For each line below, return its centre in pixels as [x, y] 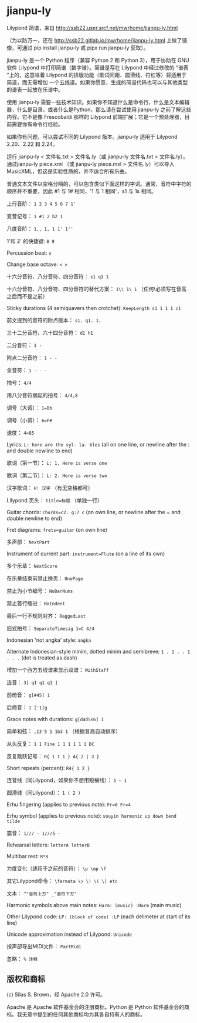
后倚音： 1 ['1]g [27, 707]
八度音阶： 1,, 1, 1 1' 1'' [40, 228]
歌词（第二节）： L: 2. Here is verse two [57, 475]
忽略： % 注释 [22, 959]
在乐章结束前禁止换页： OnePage [45, 578]
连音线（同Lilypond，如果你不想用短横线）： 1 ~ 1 [67, 780]
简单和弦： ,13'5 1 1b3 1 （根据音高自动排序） [64, 731]
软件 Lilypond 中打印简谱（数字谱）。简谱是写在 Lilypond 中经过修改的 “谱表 [98, 67]
